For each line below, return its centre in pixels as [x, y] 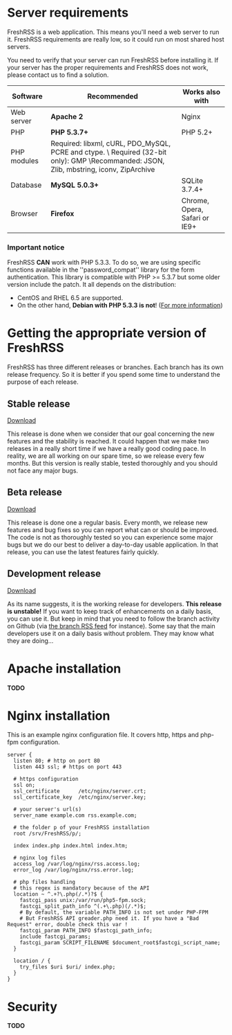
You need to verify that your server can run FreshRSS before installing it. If [113, 60]
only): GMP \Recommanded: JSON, [108, 161]
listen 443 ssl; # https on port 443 [68, 767]
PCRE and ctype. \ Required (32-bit [109, 152]
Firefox [62, 213]
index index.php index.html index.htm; [71, 846]
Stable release [39, 404]
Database [26, 185]
